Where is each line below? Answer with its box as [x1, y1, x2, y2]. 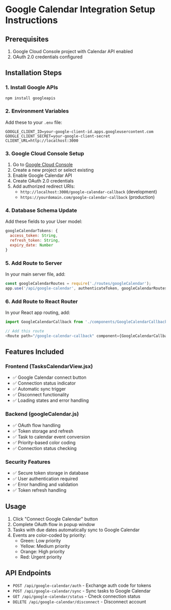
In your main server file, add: [5, 271, 66, 277]
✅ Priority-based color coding [12, 439, 76, 445]
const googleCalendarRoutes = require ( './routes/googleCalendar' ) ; [5, 281, 152, 286]
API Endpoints [5, 569, 51, 577]
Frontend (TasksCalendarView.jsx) [5, 363, 93, 370]
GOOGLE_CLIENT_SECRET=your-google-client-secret [5, 133, 110, 139]
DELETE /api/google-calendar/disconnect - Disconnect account [12, 598, 147, 604]
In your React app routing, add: [5, 309, 70, 315]
